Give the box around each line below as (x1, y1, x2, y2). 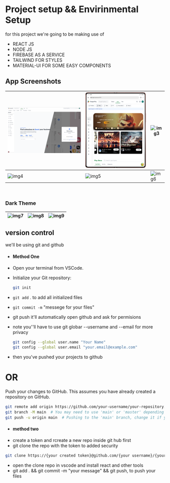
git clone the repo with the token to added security (12, 442, 118, 449)
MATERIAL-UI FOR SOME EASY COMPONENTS (12, 62, 111, 68)
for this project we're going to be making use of (5, 31, 105, 37)
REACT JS (12, 41, 34, 47)
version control (5, 229, 55, 237)
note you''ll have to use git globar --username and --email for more (12, 323, 153, 330)
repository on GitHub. (5, 394, 51, 400)
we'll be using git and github (5, 242, 64, 248)
